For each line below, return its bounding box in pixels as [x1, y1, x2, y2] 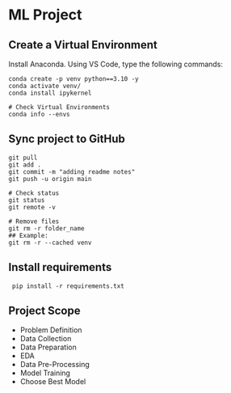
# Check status [8, 188, 60, 197]
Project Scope [8, 304, 81, 318]
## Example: [8, 231, 48, 239]
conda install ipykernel [8, 89, 92, 97]
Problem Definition [19, 325, 82, 335]
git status [8, 196, 45, 204]
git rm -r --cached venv [8, 239, 92, 247]
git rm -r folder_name [8, 224, 85, 232]
